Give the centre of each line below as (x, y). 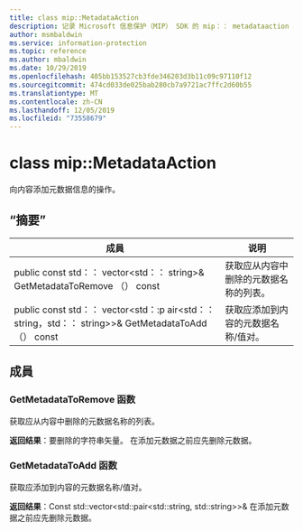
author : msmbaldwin (46, 34)
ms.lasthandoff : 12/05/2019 (62, 110)
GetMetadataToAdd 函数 (64, 466)
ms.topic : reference (48, 51)
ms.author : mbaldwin (48, 60)
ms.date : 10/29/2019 (48, 69)
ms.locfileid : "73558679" (58, 118)
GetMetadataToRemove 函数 (73, 400)
